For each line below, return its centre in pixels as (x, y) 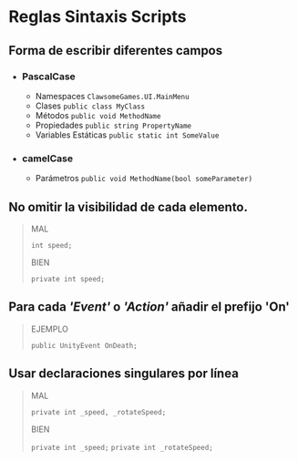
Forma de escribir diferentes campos (116, 51)
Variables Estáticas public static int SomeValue (127, 135)
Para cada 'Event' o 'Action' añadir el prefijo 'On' (149, 307)
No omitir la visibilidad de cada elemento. (128, 207)
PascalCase (49, 77)
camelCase (47, 159)
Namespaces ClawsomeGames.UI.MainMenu (112, 96)
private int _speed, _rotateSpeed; (98, 412)
